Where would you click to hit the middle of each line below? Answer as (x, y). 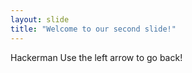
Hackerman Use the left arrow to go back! (96, 57)
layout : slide (40, 19)
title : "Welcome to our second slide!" (93, 29)
